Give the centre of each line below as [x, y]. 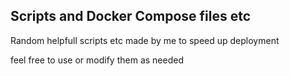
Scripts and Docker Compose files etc [131, 16]
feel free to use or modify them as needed [97, 60]
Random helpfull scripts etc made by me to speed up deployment [145, 40]
